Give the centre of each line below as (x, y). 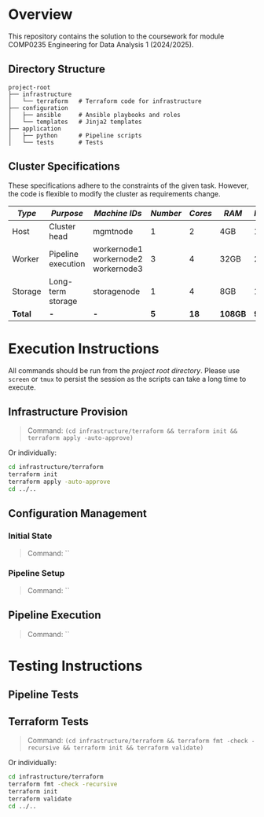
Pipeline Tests (43, 695)
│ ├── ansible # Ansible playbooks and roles (94, 115)
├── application (35, 128)
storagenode (116, 291)
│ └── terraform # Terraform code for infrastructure (105, 101)
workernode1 (118, 249)
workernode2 (118, 258)
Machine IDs (118, 213)
